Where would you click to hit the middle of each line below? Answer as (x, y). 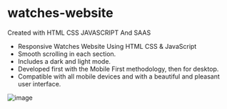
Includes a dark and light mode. (64, 61)
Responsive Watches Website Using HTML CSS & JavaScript (107, 46)
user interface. (39, 84)
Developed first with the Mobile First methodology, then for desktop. (118, 69)
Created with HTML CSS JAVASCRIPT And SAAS (79, 33)
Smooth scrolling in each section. (67, 54)
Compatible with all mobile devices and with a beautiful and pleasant (118, 76)
